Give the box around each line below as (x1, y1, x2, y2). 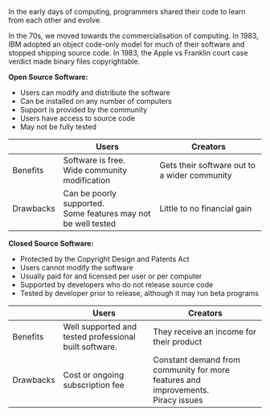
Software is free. (63, 154, 126, 166)
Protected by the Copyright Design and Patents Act (19, 254, 190, 264)
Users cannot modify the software (19, 263, 134, 272)
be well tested (63, 218, 117, 229)
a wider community (159, 170, 232, 180)
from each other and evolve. (8, 15, 102, 25)
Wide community (63, 165, 128, 175)
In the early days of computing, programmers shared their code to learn (8, 7, 247, 16)
